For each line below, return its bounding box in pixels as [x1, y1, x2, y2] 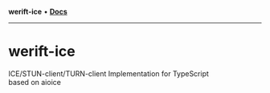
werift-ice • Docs [8, 7, 67, 16]
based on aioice [8, 77, 62, 87]
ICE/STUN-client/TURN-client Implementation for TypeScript [8, 68, 209, 79]
